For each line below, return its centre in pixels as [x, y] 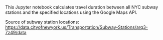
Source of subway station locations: [42, 22]
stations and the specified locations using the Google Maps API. [71, 12]
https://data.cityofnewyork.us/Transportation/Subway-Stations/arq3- [76, 27]
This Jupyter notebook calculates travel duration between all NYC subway [82, 7]
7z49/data [16, 32]
